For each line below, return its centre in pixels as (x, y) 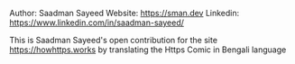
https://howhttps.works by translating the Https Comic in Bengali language (148, 50)
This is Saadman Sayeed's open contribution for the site (114, 40)
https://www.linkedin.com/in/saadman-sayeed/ (97, 23)
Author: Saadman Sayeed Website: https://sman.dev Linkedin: (124, 13)
